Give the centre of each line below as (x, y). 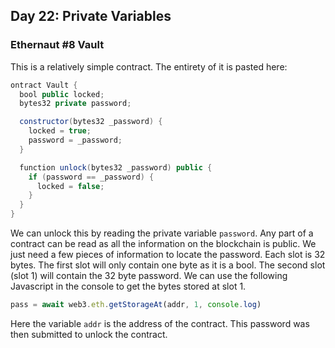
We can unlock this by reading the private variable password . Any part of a (162, 233)
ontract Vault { (44, 85)
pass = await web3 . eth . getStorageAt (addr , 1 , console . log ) (136, 305)
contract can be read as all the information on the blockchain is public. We (163, 244)
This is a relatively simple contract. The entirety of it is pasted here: (149, 66)
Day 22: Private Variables (91, 16)
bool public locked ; (62, 94)
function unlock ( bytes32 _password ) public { (116, 167)
